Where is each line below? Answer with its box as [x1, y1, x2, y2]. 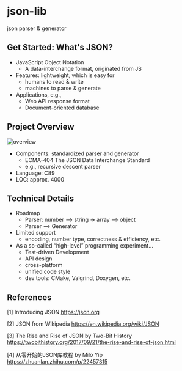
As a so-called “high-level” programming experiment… [15, 242, 153, 249]
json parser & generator [7, 24, 67, 32]
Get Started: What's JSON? [7, 42, 114, 53]
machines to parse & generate [24, 84, 101, 92]
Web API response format [24, 97, 90, 105]
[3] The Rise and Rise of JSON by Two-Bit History [7, 332, 133, 340]
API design [24, 255, 53, 262]
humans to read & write [24, 78, 84, 85]
